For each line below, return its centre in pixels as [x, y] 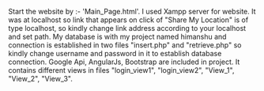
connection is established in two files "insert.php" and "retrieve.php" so [125, 45]
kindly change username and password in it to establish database [115, 53]
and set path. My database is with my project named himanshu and [117, 36]
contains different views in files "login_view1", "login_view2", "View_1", [121, 70]
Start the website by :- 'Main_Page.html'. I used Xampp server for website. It [132, 11]
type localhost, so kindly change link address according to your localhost [127, 28]
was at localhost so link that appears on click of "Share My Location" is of [128, 20]
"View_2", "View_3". [40, 79]
